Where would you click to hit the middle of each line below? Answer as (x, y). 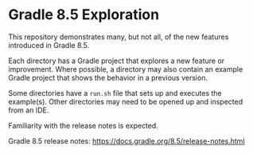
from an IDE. (29, 110)
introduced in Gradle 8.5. (49, 45)
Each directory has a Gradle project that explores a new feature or (117, 61)
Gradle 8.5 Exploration (84, 15)
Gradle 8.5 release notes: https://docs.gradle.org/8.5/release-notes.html (127, 140)
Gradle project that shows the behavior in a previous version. (108, 77)
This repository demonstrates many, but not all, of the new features (119, 37)
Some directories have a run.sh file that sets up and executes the (115, 93)
